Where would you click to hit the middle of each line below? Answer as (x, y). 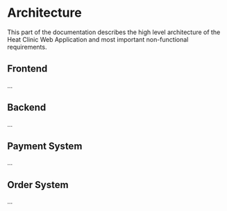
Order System (38, 185)
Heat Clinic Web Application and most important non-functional (98, 39)
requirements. (27, 47)
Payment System (45, 146)
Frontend (27, 69)
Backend (27, 108)
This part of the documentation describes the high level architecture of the (114, 32)
